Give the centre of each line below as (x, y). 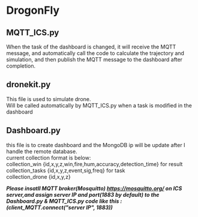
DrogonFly (33, 10)
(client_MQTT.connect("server (46, 207)
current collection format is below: (49, 158)
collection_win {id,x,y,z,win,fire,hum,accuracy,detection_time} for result (94, 164)
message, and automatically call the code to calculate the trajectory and (95, 53)
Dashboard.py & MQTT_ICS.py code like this (63, 201)
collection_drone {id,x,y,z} (38, 176)
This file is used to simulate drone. (49, 99)
